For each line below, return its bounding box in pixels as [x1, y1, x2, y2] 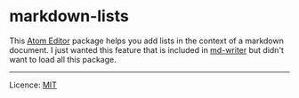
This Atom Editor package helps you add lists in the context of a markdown [9, 35, 285, 46]
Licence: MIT [9, 79, 58, 90]
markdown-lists [9, 6, 129, 26]
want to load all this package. [9, 54, 117, 64]
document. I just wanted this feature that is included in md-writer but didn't [9, 44, 285, 55]
